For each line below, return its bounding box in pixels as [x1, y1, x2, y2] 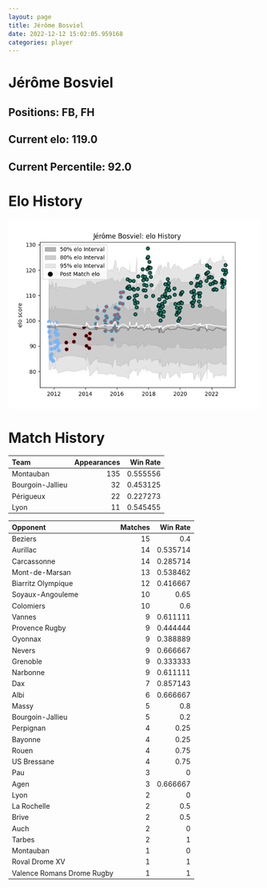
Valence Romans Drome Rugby [11, 868, 114, 878]
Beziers [11, 534, 38, 544]
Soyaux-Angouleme [11, 589, 78, 600]
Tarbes [11, 834, 35, 844]
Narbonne [11, 668, 46, 677]
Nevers [11, 645, 36, 655]
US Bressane [11, 757, 54, 766]
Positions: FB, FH [8, 105, 95, 119]
